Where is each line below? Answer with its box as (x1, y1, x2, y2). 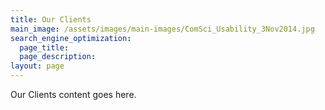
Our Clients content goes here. (10, 89, 137, 100)
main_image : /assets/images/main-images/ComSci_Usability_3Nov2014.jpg (10, 24, 315, 34)
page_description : (19, 52, 97, 62)
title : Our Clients (10, 14, 92, 25)
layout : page (10, 61, 65, 71)
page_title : (19, 42, 70, 53)
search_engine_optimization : (10, 33, 132, 43)
